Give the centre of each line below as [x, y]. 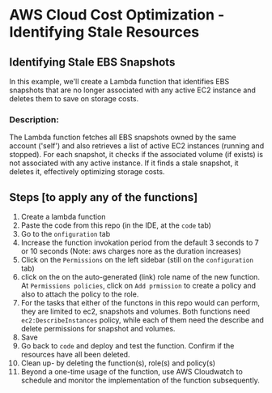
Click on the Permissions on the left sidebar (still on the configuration [137, 260]
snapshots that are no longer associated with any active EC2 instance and [132, 90]
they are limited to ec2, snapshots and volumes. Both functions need [135, 312]
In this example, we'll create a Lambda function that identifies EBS [119, 81]
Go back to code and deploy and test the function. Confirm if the [127, 346]
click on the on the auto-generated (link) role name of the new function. [140, 277]
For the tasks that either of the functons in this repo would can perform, [140, 303]
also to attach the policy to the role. [80, 294]
